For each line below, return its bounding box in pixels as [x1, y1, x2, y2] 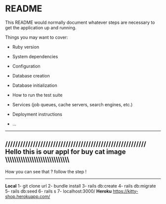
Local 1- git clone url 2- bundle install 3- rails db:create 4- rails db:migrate [5, 183, 156, 189]
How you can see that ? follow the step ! [5, 168, 87, 174]
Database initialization [12, 82, 58, 88]
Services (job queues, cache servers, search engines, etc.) [12, 101, 133, 107]
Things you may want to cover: [5, 34, 68, 40]
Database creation [12, 72, 50, 78]
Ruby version [12, 44, 40, 50]
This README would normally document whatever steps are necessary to [5, 19, 155, 25]
